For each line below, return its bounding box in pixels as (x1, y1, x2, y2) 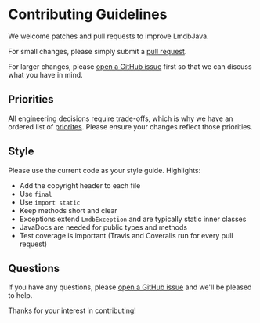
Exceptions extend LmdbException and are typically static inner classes (19, 214, 247, 223)
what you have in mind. (8, 70, 84, 79)
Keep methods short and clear (19, 205, 117, 215)
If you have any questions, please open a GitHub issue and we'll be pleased (8, 282, 252, 292)
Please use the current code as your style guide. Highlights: (8, 165, 201, 175)
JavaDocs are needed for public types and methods (19, 222, 188, 232)
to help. (8, 291, 33, 300)
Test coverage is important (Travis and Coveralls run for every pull (19, 230, 233, 240)
